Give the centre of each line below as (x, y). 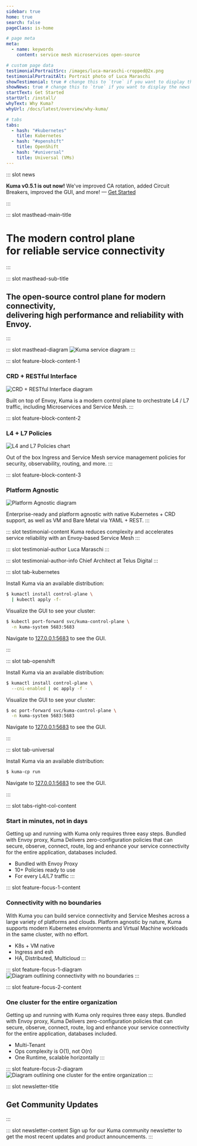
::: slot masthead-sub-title (38, 278)
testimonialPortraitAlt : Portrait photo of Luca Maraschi (78, 76)
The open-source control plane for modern (86, 297)
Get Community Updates (52, 1105)
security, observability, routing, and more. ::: (60, 463)
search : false (23, 22)
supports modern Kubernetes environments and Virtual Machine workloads (97, 928)
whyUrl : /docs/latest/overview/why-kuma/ (57, 109)
